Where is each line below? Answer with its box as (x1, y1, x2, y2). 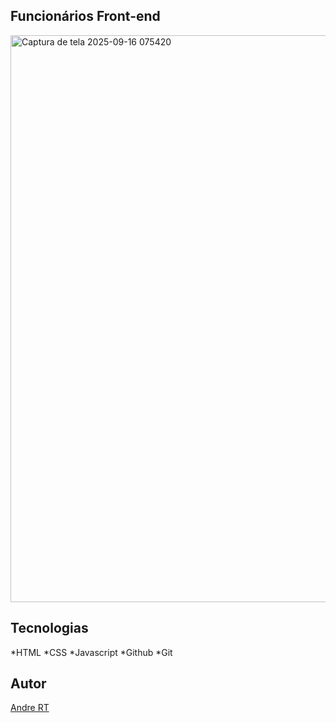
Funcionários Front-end (10, 8, 161, 25)
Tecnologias (10, 620, 89, 637)
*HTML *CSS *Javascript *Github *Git (10, 646, 173, 658)
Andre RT (10, 702, 50, 714)
